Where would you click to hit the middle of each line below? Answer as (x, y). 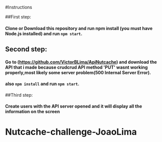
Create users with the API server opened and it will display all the (74, 106)
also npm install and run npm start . (42, 84)
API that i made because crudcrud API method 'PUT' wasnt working (77, 67)
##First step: (18, 17)
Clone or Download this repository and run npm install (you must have (79, 28)
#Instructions (19, 7)
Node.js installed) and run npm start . (44, 33)
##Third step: (19, 95)
